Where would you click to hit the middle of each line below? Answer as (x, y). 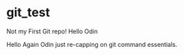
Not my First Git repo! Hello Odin (52, 31)
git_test (28, 13)
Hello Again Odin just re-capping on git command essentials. (92, 44)
